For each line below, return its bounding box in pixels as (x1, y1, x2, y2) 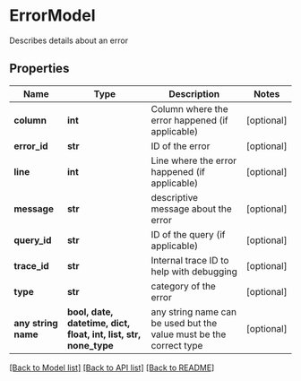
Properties (9, 61, 70, 76)
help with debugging (150, 265, 237, 278)
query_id (13, 234, 52, 247)
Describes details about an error (9, 35, 128, 46)
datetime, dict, (66, 316, 130, 329)
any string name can (150, 306, 237, 318)
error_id (13, 140, 48, 152)
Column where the (150, 102, 228, 115)
